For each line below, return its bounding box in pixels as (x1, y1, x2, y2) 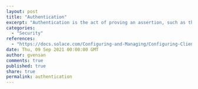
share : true (6, 69, 35, 74)
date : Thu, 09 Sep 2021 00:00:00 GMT (6, 47, 99, 53)
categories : (6, 25, 35, 31)
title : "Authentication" (6, 14, 67, 20)
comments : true (6, 57, 44, 63)
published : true (6, 63, 46, 69)
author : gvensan (6, 52, 46, 58)
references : (6, 36, 35, 42)
